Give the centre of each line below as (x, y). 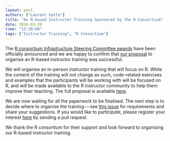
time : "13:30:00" (24, 29)
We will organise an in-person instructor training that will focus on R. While (84, 69)
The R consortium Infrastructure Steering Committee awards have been (80, 48)
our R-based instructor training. (38, 133)
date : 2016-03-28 (24, 24)
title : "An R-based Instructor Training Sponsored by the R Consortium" (84, 19)
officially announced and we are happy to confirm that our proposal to (79, 54)
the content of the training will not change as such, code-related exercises (83, 75)
